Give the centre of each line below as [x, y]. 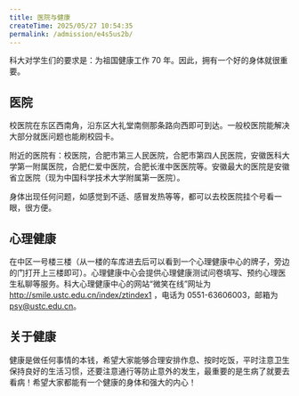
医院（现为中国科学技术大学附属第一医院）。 [105, 178]
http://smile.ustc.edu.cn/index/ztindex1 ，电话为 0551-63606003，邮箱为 [144, 295]
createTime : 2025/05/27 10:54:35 [71, 26]
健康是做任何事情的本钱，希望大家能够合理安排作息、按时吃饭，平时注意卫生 [149, 360]
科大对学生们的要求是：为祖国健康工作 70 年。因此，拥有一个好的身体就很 [145, 61]
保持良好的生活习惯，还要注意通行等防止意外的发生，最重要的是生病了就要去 [149, 371]
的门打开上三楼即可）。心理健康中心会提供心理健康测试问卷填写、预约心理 [144, 273]
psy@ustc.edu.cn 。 [45, 306]
